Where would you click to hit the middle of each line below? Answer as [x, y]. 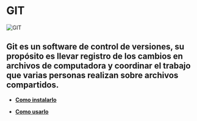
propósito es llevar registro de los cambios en [95, 57]
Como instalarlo [36, 100]
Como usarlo [32, 111]
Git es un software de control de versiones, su [95, 47]
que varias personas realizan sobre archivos [92, 75]
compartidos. [33, 85]
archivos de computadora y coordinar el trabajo [99, 66]
